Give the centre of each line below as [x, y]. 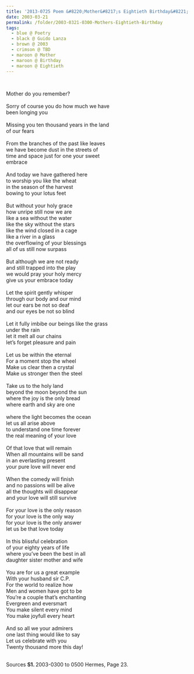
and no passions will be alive [40, 486]
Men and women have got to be [44, 591]
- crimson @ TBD [31, 50]
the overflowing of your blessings [46, 243]
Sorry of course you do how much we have [58, 106]
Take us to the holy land [35, 386]
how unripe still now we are [39, 212]
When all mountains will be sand [45, 455]
